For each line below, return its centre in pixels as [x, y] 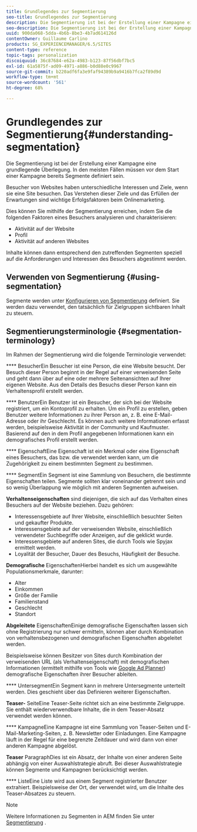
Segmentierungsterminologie [61, 331]
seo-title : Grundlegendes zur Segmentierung [61, 17]
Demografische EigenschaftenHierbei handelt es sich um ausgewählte [92, 565]
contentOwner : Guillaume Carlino [47, 39]
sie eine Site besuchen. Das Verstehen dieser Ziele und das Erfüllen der [93, 193]
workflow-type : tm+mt [33, 77]
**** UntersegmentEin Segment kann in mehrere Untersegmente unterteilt [96, 686]
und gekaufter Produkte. [44, 523]
